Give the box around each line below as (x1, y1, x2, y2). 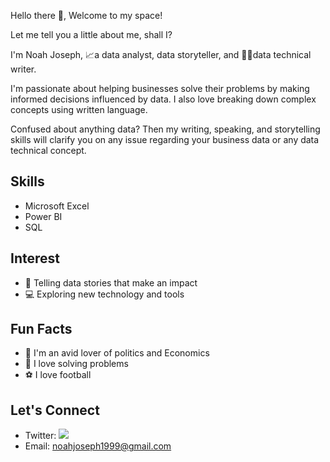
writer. (10, 63, 37, 75)
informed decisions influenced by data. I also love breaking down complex (10, 93, 317, 105)
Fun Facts (10, 321, 73, 338)
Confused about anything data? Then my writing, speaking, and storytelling (10, 123, 321, 135)
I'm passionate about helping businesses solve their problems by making (10, 83, 310, 94)
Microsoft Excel (24, 200, 90, 212)
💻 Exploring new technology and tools (24, 288, 185, 300)
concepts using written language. (10, 104, 148, 115)
